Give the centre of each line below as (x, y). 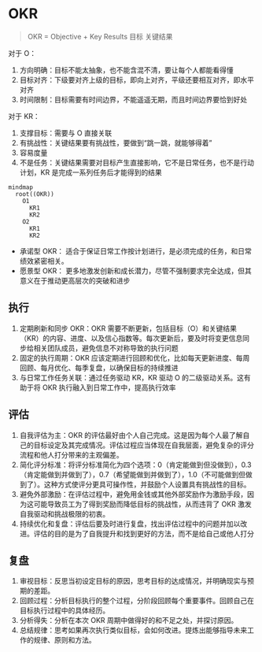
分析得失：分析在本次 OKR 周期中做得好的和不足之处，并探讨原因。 (129, 621)
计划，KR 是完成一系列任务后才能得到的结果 (91, 172)
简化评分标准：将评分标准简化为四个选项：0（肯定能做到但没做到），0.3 (135, 465)
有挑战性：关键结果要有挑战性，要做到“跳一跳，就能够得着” (116, 143)
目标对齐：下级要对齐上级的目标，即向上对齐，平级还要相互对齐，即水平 (137, 80)
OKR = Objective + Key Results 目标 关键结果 (100, 36)
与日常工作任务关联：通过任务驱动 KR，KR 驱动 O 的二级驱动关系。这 (132, 377)
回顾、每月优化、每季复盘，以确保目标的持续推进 (99, 368)
